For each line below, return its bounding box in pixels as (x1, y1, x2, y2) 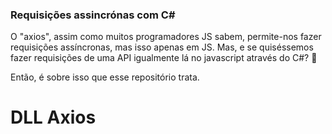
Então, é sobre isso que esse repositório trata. (10, 71, 200, 83)
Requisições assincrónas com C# (10, 8, 176, 22)
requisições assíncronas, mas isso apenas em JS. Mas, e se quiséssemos (10, 41, 314, 53)
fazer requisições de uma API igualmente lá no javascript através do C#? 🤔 (10, 52, 318, 64)
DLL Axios (10, 106, 97, 129)
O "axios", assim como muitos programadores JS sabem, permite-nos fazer (10, 31, 322, 43)
